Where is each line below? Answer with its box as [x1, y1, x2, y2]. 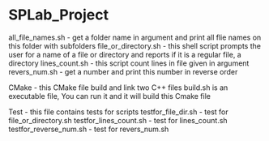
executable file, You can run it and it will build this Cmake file [8, 91, 211, 100]
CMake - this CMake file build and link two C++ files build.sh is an [8, 83, 228, 92]
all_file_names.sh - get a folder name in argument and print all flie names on [8, 32, 262, 42]
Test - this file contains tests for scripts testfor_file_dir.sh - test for [8, 107, 228, 117]
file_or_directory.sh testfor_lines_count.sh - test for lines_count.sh [8, 115, 228, 125]
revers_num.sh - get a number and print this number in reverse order [8, 66, 238, 76]
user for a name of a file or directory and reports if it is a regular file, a [8, 49, 241, 59]
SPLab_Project [8, 6, 109, 24]
